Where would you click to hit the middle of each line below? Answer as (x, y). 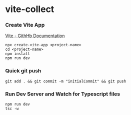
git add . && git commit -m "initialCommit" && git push (66, 81)
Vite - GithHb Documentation (35, 36)
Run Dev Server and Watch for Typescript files (63, 94)
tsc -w (12, 109)
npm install (17, 54)
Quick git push (23, 71)
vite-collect (30, 9)
